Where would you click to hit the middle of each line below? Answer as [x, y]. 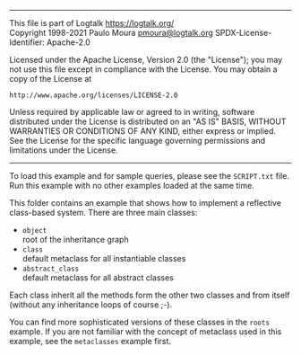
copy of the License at [51, 79]
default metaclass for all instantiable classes [104, 258]
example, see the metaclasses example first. [90, 341]
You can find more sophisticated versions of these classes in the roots [140, 322]
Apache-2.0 [69, 42]
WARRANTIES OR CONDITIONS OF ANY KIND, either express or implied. [142, 131]
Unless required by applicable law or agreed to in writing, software [132, 112]
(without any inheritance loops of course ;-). [91, 305]
